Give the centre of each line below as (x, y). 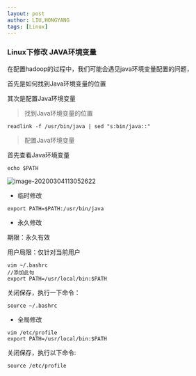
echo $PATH (23, 168)
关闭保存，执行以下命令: (42, 352)
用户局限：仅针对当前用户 (44, 252)
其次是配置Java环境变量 (42, 98)
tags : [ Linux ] (28, 26)
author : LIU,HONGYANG (39, 20)
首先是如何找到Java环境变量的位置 (57, 84)
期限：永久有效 (28, 237)
